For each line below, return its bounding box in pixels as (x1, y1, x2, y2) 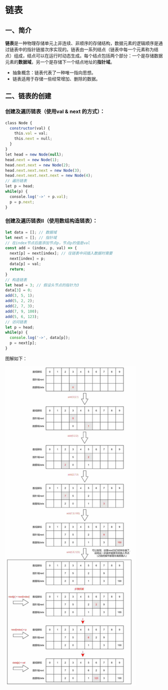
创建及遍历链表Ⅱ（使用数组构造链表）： (5, 217, 98, 224)
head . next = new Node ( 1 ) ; (5, 157, 59, 162)
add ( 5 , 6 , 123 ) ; (5, 314, 39, 319)
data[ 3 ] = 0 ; (5, 288, 32, 293)
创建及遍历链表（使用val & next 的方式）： (5, 108, 105, 115)
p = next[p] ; (9, 340, 37, 345)
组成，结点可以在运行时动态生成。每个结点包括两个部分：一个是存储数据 (13, 53, 163, 58)
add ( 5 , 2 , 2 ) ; (5, 298, 35, 303)
